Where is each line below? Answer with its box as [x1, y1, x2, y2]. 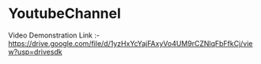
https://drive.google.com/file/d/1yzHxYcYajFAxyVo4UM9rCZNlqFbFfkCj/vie [8, 38, 253, 48]
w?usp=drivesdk [8, 47, 62, 56]
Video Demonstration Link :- [8, 30, 100, 40]
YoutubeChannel [8, 5, 121, 23]
